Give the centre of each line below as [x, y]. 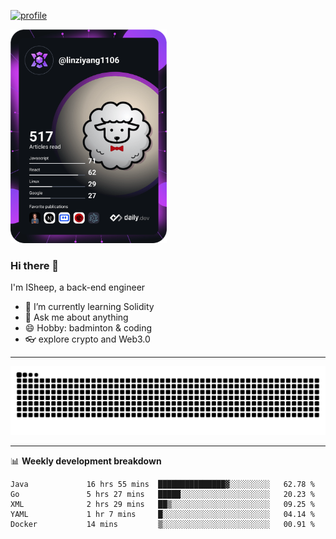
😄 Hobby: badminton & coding [88, 328]
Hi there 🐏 [35, 265]
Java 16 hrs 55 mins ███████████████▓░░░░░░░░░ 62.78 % [162, 484]
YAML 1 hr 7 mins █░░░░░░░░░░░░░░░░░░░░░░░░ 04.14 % [162, 514]
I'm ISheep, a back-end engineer [78, 287]
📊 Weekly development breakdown [86, 461]
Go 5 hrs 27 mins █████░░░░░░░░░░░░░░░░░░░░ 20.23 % [162, 494]
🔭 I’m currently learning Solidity [89, 307]
